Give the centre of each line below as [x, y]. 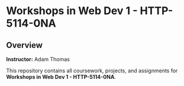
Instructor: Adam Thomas [38, 59]
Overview [25, 45]
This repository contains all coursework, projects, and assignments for [92, 71]
